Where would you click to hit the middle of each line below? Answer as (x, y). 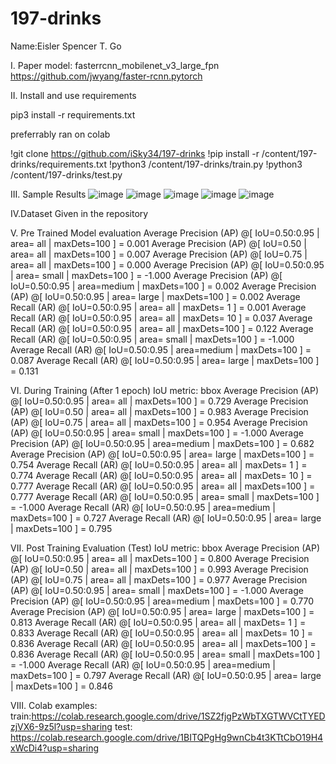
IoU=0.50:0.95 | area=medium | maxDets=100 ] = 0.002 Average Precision (163, 286)
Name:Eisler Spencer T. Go (66, 46)
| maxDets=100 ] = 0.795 (61, 528)
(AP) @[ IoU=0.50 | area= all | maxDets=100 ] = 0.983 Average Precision (159, 411)
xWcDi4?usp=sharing (55, 748)
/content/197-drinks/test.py (66, 174)
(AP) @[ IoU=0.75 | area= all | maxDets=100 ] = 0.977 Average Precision (159, 579)
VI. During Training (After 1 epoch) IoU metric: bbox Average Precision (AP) (165, 390)
